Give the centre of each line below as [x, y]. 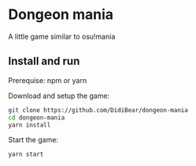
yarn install [30, 125]
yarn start [26, 155]
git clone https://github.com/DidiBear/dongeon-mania [98, 110]
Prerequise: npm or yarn [48, 80]
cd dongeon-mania [37, 117]
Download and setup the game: [59, 96]
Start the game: [33, 140]
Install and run [44, 61]
